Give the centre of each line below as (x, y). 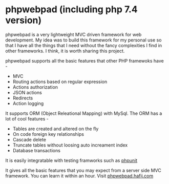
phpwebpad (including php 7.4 (72, 9)
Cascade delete (29, 139)
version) (24, 20)
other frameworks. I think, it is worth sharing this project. (65, 51)
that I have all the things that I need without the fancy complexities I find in (84, 45)
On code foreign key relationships (48, 134)
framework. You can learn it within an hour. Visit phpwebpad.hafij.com (79, 176)
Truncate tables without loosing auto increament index (70, 145)
